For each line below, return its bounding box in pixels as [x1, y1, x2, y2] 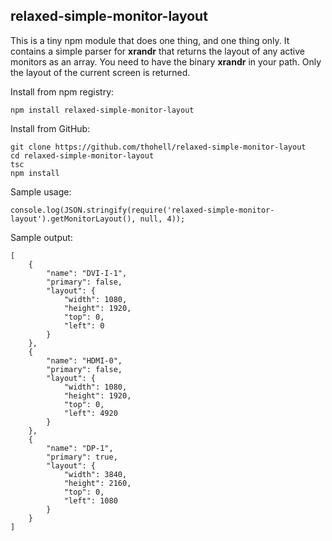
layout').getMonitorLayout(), [10, 214, 137, 224]
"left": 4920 [63, 408, 118, 418]
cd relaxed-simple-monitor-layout [10, 150, 155, 161]
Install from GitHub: [10, 122, 91, 134]
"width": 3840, [63, 469, 128, 479]
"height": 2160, [63, 478, 132, 488]
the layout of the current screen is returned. [10, 66, 191, 78]
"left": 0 [63, 320, 105, 331]
